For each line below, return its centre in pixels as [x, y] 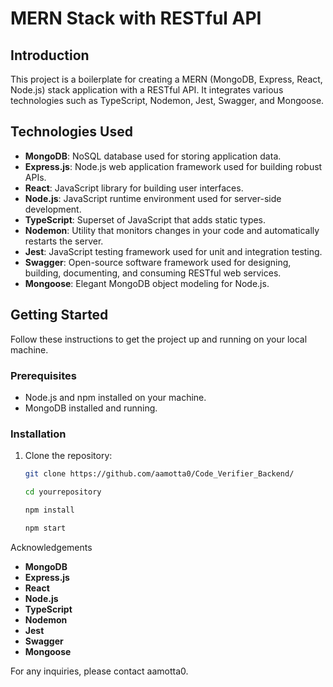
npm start [45, 528]
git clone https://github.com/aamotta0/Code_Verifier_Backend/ [159, 474]
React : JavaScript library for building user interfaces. [134, 188]
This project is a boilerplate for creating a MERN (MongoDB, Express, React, [166, 79]
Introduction [50, 55]
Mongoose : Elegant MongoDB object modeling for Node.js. [147, 283]
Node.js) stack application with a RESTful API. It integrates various [147, 90]
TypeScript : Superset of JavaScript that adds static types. [145, 219]
